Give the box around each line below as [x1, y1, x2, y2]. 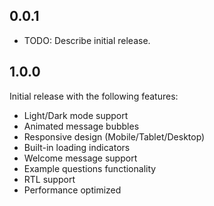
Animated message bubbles [23, 120, 140, 132]
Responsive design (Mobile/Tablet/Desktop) [23, 130, 206, 143]
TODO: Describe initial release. [23, 34, 151, 46]
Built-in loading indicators [23, 141, 131, 153]
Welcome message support [23, 152, 138, 164]
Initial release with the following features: [9, 90, 179, 102]
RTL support [23, 173, 76, 185]
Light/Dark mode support [23, 109, 129, 121]
